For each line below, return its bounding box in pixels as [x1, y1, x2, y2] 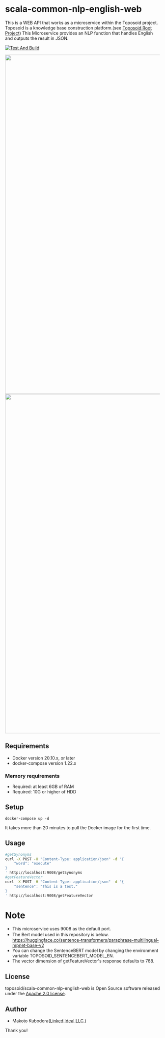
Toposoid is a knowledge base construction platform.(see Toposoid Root [5, 25, 152, 30]
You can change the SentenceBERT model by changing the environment [12, 948, 159, 954]
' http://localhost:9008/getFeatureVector [5, 893, 93, 898]
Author [5, 1005, 27, 1013]
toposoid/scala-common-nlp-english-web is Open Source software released [5, 985, 160, 991]
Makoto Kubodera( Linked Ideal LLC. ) [12, 1018, 87, 1024]
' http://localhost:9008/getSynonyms [5, 870, 82, 875]
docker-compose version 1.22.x [12, 760, 77, 766]
